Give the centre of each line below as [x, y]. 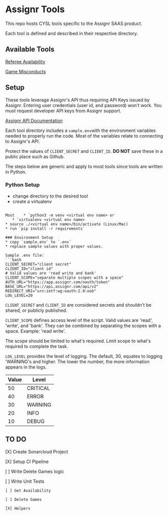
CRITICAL [39, 388]
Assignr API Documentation [34, 120]
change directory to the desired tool [50, 196]
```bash [13, 260]
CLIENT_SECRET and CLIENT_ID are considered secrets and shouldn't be [78, 305]
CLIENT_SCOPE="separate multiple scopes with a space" [64, 278]
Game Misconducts [26, 71]
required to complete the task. [37, 346]
